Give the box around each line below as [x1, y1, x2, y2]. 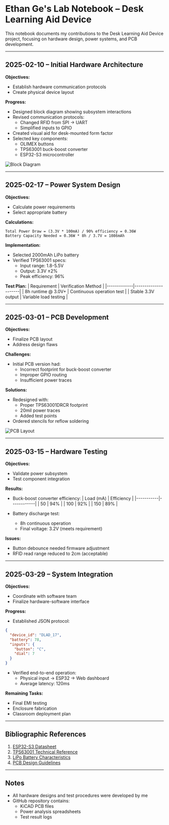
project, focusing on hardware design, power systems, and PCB [5, 36, 137, 42]
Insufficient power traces [20, 377, 72, 383]
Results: [5, 485, 23, 492]
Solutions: [5, 387, 28, 393]
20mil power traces [20, 407, 60, 414]
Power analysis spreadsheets [20, 808, 81, 814]
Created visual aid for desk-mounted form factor [12, 130, 113, 136]
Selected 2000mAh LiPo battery [12, 252, 79, 258]
